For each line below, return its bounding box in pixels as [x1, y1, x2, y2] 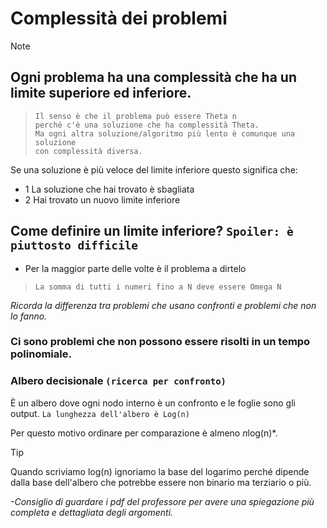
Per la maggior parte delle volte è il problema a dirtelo [24, 262, 247, 274]
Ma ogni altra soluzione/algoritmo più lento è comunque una [34, 128, 296, 139]
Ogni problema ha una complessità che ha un [10, 69, 297, 86]
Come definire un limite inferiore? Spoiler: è [10, 223, 294, 240]
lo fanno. [10, 310, 48, 322]
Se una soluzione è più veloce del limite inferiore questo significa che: [10, 163, 298, 176]
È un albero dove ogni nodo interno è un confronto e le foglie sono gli [10, 397, 296, 409]
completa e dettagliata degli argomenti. [10, 506, 174, 518]
